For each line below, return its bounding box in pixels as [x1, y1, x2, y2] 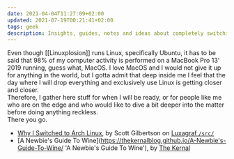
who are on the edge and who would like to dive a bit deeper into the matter [7, 100, 225, 109]
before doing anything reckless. [7, 108, 99, 116]
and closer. [7, 86, 40, 94]
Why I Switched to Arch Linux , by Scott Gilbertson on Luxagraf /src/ [17, 129, 214, 137]
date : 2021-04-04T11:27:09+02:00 [7, 10, 104, 17]
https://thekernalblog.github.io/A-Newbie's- [100, 137, 226, 145]
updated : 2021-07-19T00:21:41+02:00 [7, 17, 114, 24]
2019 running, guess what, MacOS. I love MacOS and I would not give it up [7, 63, 221, 72]
